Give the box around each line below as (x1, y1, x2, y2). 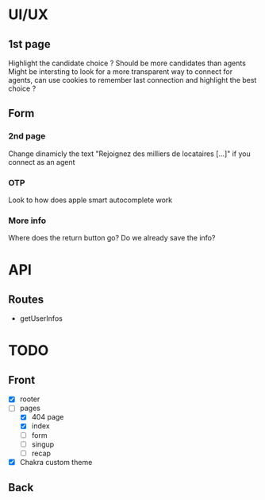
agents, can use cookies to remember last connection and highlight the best (8, 76, 257, 84)
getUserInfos (19, 314, 63, 323)
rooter (19, 394, 40, 404)
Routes (8, 292, 44, 306)
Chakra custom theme (19, 457, 93, 467)
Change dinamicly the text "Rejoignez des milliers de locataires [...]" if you (8, 149, 252, 158)
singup (31, 439, 55, 449)
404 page (31, 412, 64, 422)
